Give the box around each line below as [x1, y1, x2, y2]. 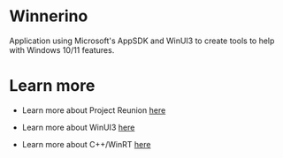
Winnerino [9, 6, 88, 26]
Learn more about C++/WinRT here [21, 139, 151, 149]
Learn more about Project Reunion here [21, 104, 166, 116]
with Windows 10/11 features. [9, 44, 115, 55]
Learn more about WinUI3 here [21, 122, 135, 132]
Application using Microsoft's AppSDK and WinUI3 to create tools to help [9, 35, 275, 46]
